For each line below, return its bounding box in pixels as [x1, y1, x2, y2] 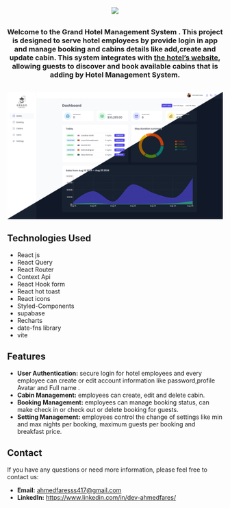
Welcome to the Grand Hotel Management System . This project [7, 27, 223, 37]
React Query [16, 258, 53, 266]
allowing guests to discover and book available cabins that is [12, 62, 218, 71]
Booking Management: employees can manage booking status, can [16, 398, 210, 407]
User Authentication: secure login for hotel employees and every [16, 369, 202, 377]
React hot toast [16, 287, 60, 295]
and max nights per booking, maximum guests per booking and [16, 420, 196, 428]
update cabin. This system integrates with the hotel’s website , [9, 53, 221, 62]
